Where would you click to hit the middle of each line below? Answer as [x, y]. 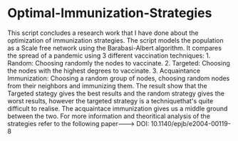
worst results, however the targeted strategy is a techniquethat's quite [110, 100]
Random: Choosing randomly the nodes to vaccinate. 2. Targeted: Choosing [119, 63]
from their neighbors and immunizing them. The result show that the [108, 85]
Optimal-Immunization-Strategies [110, 13]
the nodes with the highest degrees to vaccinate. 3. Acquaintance [104, 70]
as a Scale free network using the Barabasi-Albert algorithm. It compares [115, 48]
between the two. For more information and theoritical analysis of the [109, 116]
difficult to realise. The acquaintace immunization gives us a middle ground [118, 108]
